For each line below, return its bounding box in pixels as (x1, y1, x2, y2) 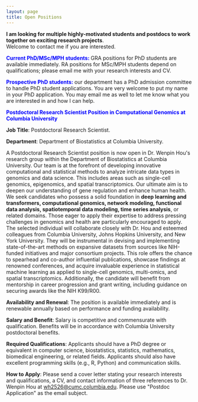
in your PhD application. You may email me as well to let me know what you (6, 91, 190, 98)
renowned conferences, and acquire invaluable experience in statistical (6, 262, 180, 269)
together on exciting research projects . (6, 37, 105, 44)
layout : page (6, 8, 38, 15)
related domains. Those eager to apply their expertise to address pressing (6, 212, 187, 219)
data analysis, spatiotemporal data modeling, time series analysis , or (6, 205, 179, 213)
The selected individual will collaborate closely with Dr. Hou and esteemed (6, 224, 187, 231)
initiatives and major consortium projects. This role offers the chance (24, 249, 193, 257)
